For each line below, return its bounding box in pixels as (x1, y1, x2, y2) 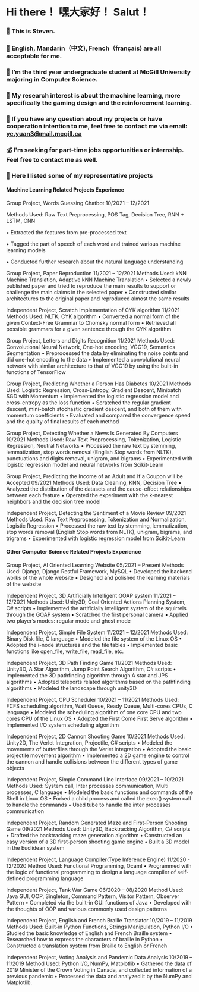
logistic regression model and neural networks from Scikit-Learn (6, 461, 164, 468)
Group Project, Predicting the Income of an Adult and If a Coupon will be (6, 472, 183, 479)
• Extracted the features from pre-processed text (6, 228, 127, 236)
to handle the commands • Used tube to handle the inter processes (6, 801, 171, 809)
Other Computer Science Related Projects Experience (6, 548, 141, 555)
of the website (6, 580, 42, 588)
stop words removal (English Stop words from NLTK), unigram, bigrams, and (6, 528, 192, 535)
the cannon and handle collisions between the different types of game (6, 758, 178, 765)
